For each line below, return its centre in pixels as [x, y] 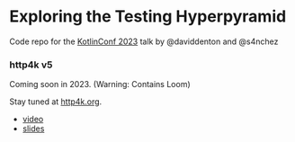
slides [33, 129]
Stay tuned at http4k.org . [56, 102]
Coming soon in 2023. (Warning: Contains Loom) [100, 84]
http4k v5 [31, 65]
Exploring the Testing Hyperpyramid [148, 17]
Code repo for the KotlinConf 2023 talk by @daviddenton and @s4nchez [144, 41]
